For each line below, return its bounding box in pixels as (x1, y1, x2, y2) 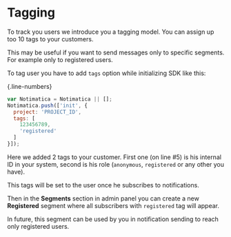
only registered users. (7, 222, 70, 230)
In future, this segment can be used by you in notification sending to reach (7, 215, 219, 223)
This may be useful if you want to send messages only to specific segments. (7, 48, 225, 56)
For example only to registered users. (7, 55, 114, 63)
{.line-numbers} (7, 82, 52, 90)
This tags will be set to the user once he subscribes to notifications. (7, 181, 200, 189)
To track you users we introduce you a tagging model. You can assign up (7, 28, 214, 36)
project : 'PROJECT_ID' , (13, 108, 81, 115)
